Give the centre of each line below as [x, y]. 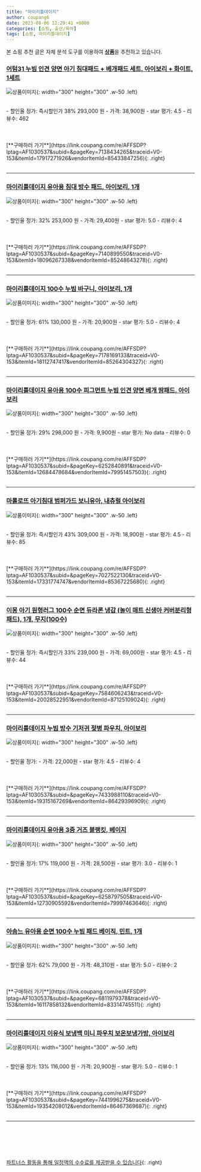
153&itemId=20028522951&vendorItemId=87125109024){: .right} [86, 700]
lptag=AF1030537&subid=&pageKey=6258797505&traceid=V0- [84, 896]
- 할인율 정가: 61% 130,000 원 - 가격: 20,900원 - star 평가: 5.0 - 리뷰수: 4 [93, 322]
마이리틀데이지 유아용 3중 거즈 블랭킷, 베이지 [66, 830]
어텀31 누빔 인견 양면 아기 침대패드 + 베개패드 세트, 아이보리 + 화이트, [100, 69]
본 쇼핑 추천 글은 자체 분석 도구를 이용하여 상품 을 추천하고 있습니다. [84, 52]
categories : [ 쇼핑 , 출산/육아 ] [41, 28]
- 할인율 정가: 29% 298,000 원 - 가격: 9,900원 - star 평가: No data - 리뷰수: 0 [98, 433]
